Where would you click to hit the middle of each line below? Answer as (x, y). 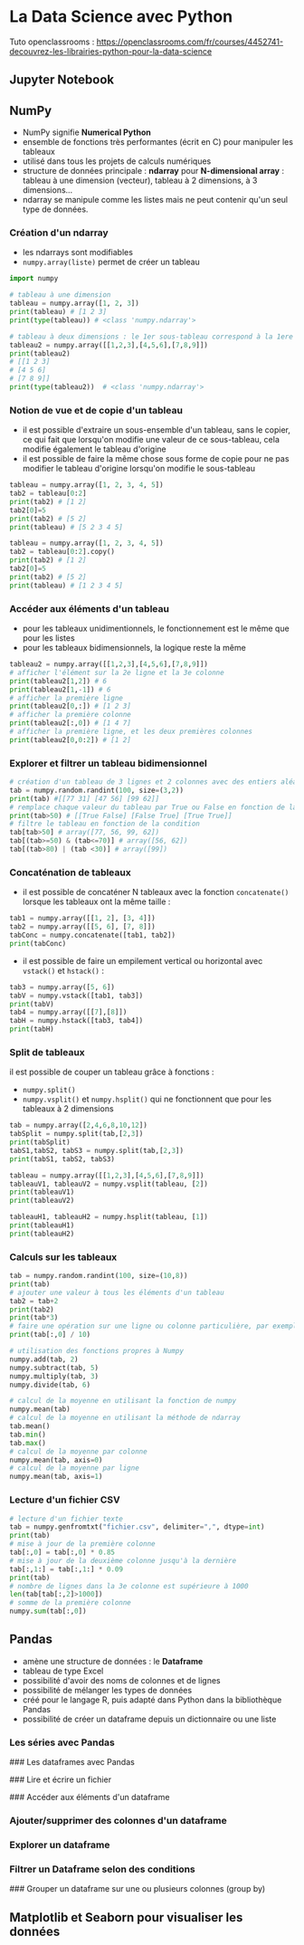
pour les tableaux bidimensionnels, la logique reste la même (134, 648)
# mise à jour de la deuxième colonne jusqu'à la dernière (123, 1560)
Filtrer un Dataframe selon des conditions (103, 1869)
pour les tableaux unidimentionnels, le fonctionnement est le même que (156, 629)
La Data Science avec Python (121, 17)
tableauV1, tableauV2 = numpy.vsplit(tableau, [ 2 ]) (109, 1184)
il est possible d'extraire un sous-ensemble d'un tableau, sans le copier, (157, 430)
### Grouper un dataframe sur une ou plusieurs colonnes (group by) (138, 1889)
